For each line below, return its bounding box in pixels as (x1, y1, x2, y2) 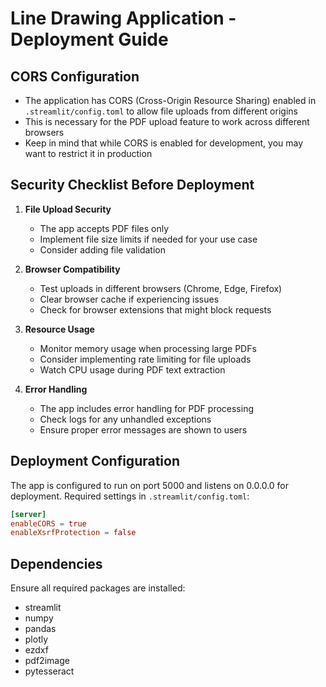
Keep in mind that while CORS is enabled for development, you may (24, 137, 304, 149)
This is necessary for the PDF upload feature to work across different (24, 116, 310, 127)
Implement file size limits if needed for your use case (39, 233, 258, 245)
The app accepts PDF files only (39, 222, 170, 234)
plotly (24, 633, 49, 646)
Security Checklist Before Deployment (10, 177, 255, 194)
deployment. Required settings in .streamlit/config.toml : (10, 490, 250, 502)
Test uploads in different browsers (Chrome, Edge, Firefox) (39, 282, 283, 294)
